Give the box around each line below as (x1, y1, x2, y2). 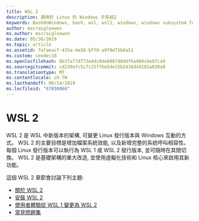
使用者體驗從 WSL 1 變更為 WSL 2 (14, 201, 98, 208)
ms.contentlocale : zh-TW (6, 75, 68, 81)
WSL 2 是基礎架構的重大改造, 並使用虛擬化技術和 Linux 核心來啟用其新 (17, 153, 190, 161)
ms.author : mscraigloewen (6, 31, 70, 37)
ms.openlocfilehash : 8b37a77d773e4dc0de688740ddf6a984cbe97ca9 (6, 58, 166, 64)
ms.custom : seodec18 (6, 53, 57, 59)
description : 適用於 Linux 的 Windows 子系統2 (6, 14, 117, 20)
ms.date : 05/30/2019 (6, 36, 57, 42)
